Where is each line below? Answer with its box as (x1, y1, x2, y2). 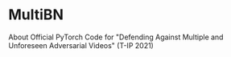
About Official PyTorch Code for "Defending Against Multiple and (8, 32, 224, 42)
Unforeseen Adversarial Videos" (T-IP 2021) (8, 40, 155, 50)
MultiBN (8, 6, 64, 24)
